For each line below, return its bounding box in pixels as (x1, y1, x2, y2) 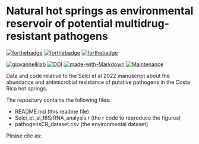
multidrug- (115, 17, 169, 30)
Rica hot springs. (6, 84, 48, 92)
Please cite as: (6, 132, 42, 139)
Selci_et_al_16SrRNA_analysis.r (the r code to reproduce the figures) (14, 114, 181, 121)
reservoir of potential (6, 17, 113, 30)
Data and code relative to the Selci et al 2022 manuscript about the (6, 72, 170, 79)
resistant (6, 30, 52, 43)
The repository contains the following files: (6, 96, 111, 104)
